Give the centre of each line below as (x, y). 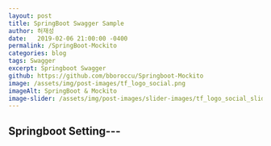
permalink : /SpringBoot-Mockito (63, 46)
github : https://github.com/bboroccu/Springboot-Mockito (106, 76)
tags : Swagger (32, 61)
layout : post (30, 16)
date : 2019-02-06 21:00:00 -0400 (68, 38)
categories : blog (38, 53)
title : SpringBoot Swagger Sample (67, 23)
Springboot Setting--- (65, 131)
